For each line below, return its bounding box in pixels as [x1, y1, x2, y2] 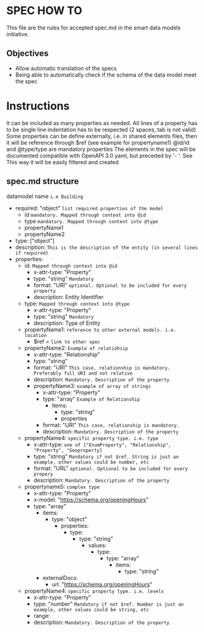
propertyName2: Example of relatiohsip [24, 344, 129, 351]
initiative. [6, 30, 29, 37]
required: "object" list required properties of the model [15, 204, 164, 211]
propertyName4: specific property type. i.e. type [24, 434, 159, 441]
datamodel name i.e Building [6, 192, 84, 200]
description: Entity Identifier [33, 293, 104, 300]
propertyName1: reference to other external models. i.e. [24, 326, 176, 333]
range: [33, 612, 50, 619]
